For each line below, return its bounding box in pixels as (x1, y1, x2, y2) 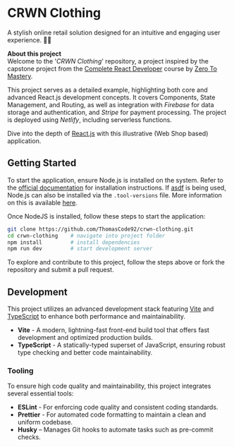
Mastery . (7, 72, 33, 80)
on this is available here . (7, 198, 78, 207)
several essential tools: (7, 389, 74, 398)
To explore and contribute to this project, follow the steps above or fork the (7, 258, 226, 267)
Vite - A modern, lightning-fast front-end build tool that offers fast (17, 326, 210, 334)
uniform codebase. (17, 418, 73, 427)
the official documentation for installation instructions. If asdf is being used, (7, 183, 227, 192)
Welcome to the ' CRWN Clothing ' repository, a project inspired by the (7, 56, 209, 65)
